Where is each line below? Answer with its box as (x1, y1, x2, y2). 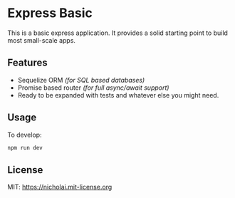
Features (7, 57, 48, 69)
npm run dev (7, 144, 43, 151)
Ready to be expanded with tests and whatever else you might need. (17, 90, 219, 99)
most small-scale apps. (7, 36, 76, 44)
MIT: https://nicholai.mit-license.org (7, 183, 113, 192)
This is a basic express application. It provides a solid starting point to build (7, 28, 228, 37)
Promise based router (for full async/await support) (17, 83, 169, 92)
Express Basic (7, 5, 93, 21)
